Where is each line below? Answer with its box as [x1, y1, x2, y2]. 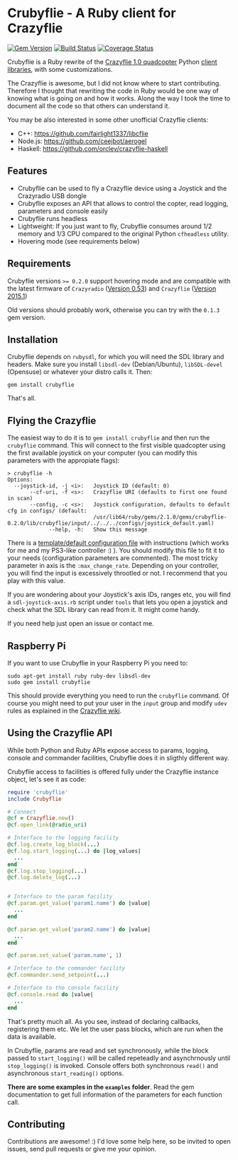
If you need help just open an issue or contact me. [7, 619, 154, 628]
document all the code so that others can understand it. [7, 101, 171, 110]
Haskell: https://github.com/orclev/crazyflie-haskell [17, 144, 168, 152]
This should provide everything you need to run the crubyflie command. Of [7, 691, 229, 700]
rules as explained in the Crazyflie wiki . [7, 707, 122, 715]
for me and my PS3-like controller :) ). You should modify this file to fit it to [7, 547, 225, 555]
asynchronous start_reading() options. [7, 1069, 124, 1077]
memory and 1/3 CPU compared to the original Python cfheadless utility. [17, 229, 229, 238]
